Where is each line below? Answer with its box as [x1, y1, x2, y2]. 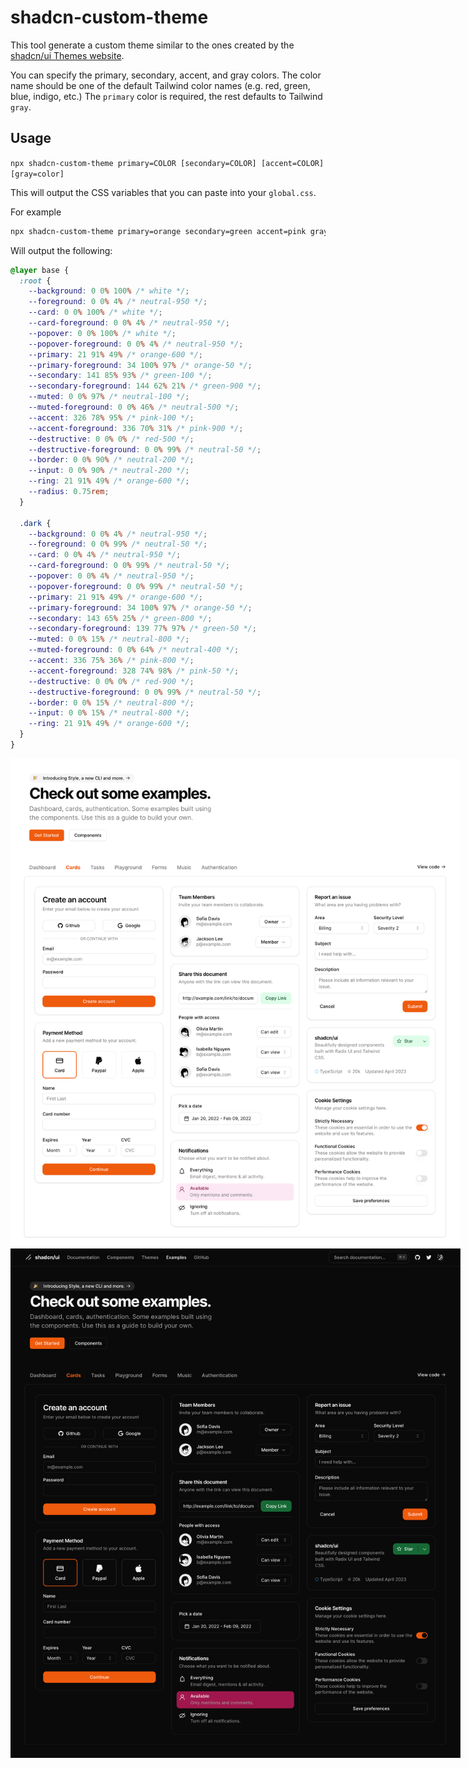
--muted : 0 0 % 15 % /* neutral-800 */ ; [28, 634, 190, 645]
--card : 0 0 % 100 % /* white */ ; [28, 307, 163, 318]
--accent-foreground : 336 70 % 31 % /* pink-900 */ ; [28, 423, 244, 433]
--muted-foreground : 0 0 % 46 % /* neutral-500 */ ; [28, 402, 240, 412]
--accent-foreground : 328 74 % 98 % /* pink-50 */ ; [28, 666, 240, 676]
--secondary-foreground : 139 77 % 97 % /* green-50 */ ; [28, 624, 257, 634]
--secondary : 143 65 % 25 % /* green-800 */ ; [28, 613, 213, 623]
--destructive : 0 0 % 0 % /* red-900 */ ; [28, 676, 195, 686]
